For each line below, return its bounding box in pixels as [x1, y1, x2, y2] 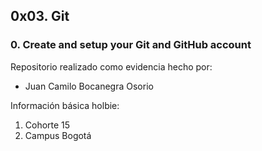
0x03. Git [10, 8, 70, 25]
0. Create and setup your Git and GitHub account [10, 38, 252, 52]
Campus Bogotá [24, 129, 92, 141]
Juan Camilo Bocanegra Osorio [24, 80, 154, 92]
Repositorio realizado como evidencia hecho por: [10, 60, 213, 73]
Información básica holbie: [10, 99, 120, 111]
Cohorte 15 [24, 119, 71, 131]
